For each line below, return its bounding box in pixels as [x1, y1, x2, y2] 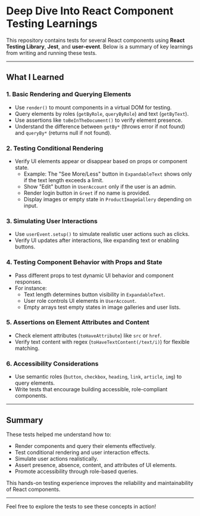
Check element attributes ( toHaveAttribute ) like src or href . [14, 331, 162, 339]
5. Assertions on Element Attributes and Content [6, 318, 150, 327]
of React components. [6, 486, 61, 493]
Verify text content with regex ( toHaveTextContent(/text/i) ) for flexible [14, 338, 190, 345]
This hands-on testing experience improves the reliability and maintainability [6, 479, 193, 486]
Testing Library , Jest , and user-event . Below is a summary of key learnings [6, 43, 193, 50]
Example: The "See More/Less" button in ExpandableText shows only [23, 170, 192, 177]
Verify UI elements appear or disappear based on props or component [14, 157, 187, 165]
